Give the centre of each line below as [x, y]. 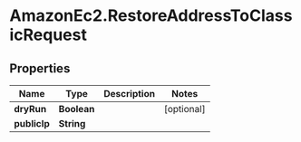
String [72, 123]
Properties [40, 68]
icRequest [49, 35]
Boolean [77, 109]
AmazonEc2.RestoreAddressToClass [151, 16]
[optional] [184, 109]
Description [130, 94]
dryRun [30, 109]
